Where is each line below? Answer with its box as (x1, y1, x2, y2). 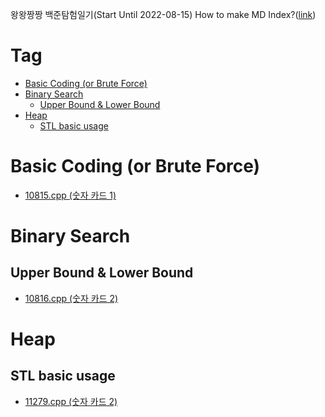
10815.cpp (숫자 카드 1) (24, 189, 117, 201)
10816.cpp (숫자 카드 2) (24, 292, 119, 304)
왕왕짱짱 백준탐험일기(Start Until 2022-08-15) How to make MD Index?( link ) (10, 9, 317, 20)
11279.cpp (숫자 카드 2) (24, 395, 118, 407)
